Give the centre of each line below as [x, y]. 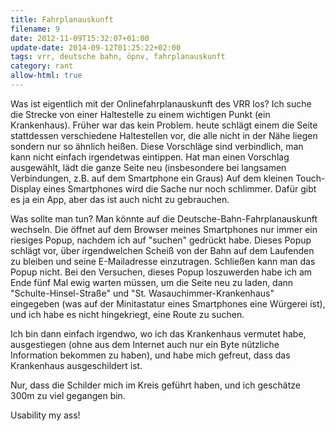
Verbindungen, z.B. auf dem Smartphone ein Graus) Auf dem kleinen [152, 178]
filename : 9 [35, 29]
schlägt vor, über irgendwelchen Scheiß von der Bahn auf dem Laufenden [162, 250]
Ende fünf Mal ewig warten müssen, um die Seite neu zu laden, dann [152, 282]
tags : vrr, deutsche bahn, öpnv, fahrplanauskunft [118, 57]
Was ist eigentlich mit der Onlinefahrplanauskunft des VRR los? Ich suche [161, 103]
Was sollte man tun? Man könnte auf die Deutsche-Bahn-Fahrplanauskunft [164, 218]
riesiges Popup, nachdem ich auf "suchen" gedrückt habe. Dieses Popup [161, 240]
